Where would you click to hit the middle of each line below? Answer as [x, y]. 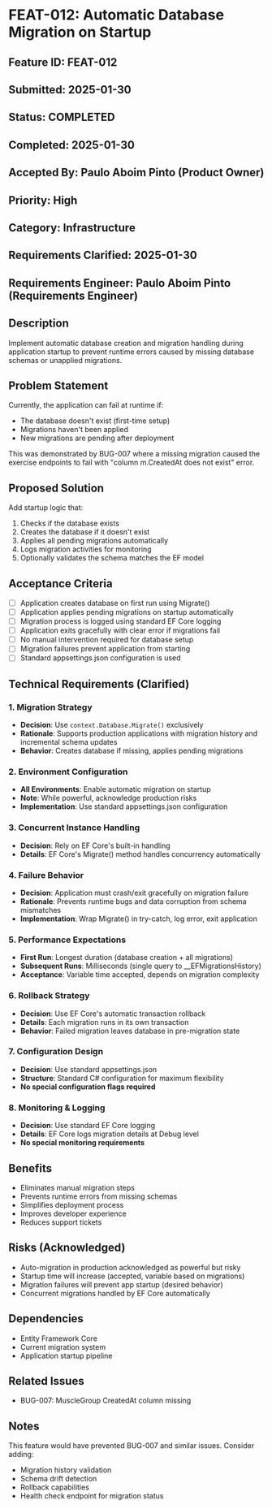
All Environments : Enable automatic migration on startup [115, 789]
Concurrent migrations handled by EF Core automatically [115, 1293]
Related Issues [46, 1381]
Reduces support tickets [61, 1222]
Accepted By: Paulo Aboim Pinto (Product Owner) [136, 173]
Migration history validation [66, 1470]
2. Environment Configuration [68, 772]
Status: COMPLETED [62, 117]
